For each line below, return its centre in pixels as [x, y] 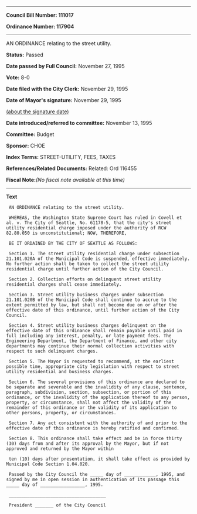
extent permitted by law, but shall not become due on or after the [91, 305]
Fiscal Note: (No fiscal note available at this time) [65, 180]
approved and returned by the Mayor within [60, 449]
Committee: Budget [30, 134]
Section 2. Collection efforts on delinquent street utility [85, 279]
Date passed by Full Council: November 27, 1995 [65, 66]
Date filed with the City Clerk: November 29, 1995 [67, 89]
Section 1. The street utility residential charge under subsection [94, 253]
